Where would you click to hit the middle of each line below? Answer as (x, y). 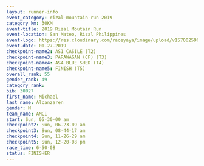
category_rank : (25, 86)
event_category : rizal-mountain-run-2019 (59, 18)
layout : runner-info (32, 12)
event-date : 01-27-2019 (36, 46)
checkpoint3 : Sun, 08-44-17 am (46, 131)
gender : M (19, 108)
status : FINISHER (28, 153)
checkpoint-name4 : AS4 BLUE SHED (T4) (55, 63)
